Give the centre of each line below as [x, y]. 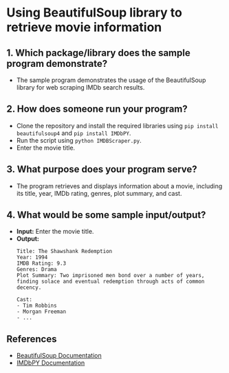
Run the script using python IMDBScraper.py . [79, 140]
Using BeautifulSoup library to [95, 13]
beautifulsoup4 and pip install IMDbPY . [74, 133]
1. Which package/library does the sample [98, 53]
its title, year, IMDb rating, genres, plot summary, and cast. [99, 193]
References [32, 339]
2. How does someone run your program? [97, 109]
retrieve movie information [84, 27]
